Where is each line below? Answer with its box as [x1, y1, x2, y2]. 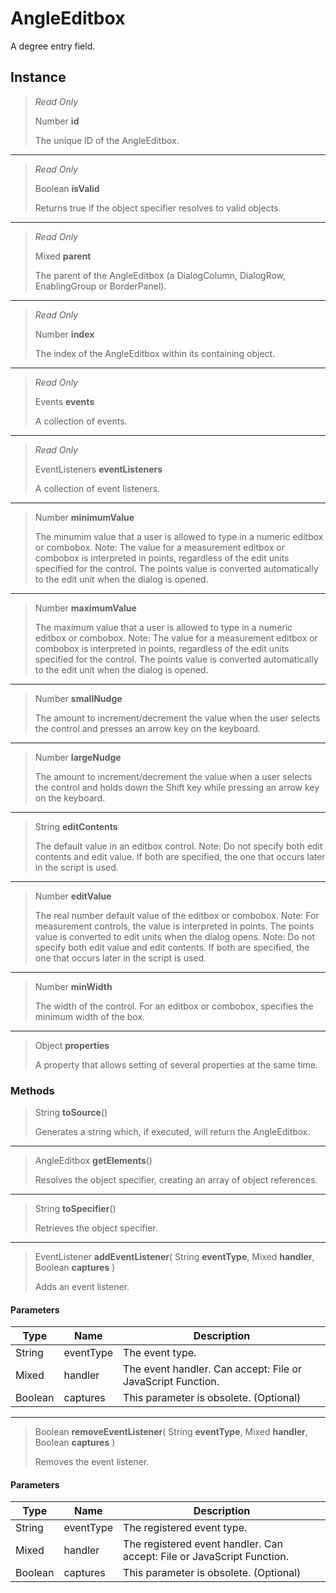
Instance [10, 69, 67, 86]
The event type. [123, 1346, 197, 1360]
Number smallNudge [34, 692, 123, 704]
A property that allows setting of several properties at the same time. [34, 1058, 319, 1071]
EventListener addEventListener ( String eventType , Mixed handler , [34, 1251, 315, 1263]
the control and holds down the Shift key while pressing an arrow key [34, 781, 320, 793]
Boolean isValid [34, 182, 100, 194]
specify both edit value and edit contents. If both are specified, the [34, 941, 310, 953]
